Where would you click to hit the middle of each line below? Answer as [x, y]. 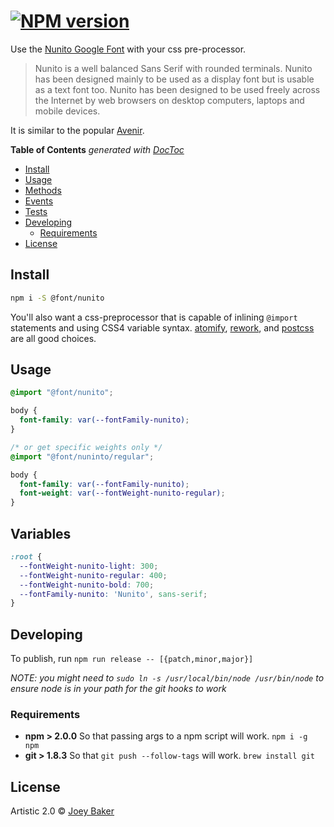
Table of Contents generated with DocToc [97, 149]
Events [39, 201]
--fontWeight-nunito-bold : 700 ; [87, 585]
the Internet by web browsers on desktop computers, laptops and [169, 100]
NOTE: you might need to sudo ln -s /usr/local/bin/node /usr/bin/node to [167, 678]
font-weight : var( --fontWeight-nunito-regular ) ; [122, 493]
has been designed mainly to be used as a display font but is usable [174, 79]
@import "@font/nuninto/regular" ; [82, 456]
